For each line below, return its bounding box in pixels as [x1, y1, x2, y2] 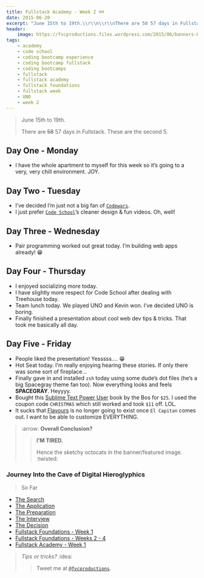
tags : [6, 37, 20, 43]
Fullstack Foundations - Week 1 [15, 528, 93, 535]
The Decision [15, 521, 49, 529]
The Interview [15, 515, 50, 522]
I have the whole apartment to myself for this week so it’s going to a [15, 162, 185, 169]
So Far [21, 484, 38, 491]
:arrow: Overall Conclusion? [21, 425, 93, 432]
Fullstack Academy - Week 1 [15, 541, 86, 548]
